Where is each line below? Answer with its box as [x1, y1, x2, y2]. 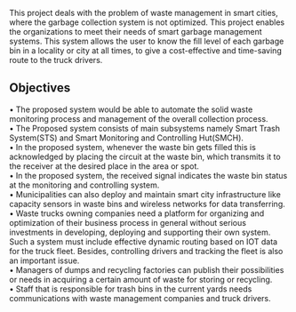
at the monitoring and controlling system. [9, 180, 160, 190]
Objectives [9, 80, 71, 96]
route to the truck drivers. [9, 55, 103, 65]
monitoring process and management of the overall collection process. [9, 113, 268, 124]
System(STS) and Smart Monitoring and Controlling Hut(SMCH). [9, 132, 244, 143]
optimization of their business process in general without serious [9, 217, 247, 228]
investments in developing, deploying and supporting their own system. [9, 227, 271, 237]
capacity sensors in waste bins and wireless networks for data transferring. [9, 198, 286, 209]
